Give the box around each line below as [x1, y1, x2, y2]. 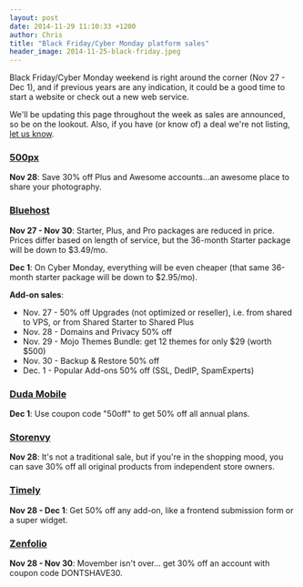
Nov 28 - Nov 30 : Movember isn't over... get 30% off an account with [9, 557, 270, 569]
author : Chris [9, 30, 64, 39]
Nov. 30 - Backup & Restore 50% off [22, 355, 160, 366]
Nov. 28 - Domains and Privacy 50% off [22, 326, 173, 337]
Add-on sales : [9, 288, 64, 300]
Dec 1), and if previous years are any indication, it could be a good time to [9, 82, 286, 93]
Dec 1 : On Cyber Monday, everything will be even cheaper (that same [9, 261, 270, 273]
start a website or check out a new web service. [9, 92, 189, 103]
